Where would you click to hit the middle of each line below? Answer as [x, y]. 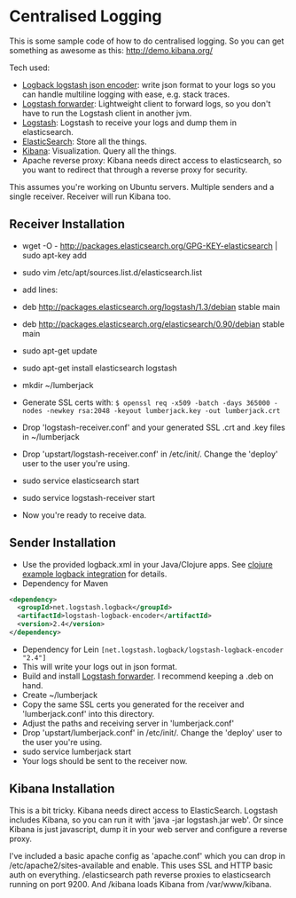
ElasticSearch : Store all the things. [85, 141]
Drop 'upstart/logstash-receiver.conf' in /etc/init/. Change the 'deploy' [150, 454]
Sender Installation [63, 543]
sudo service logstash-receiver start [88, 497]
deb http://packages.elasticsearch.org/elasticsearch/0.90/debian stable [153, 324]
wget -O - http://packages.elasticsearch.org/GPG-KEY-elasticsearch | [150, 245]
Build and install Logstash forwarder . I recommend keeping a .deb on [148, 676]
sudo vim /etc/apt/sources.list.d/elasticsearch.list [112, 272]
